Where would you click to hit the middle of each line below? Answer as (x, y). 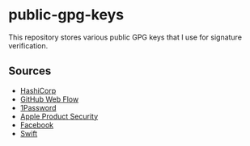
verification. (28, 45)
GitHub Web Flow (49, 99)
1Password (38, 107)
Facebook (37, 125)
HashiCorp (38, 90)
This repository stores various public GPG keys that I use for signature (125, 37)
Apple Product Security (59, 116)
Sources (30, 71)
